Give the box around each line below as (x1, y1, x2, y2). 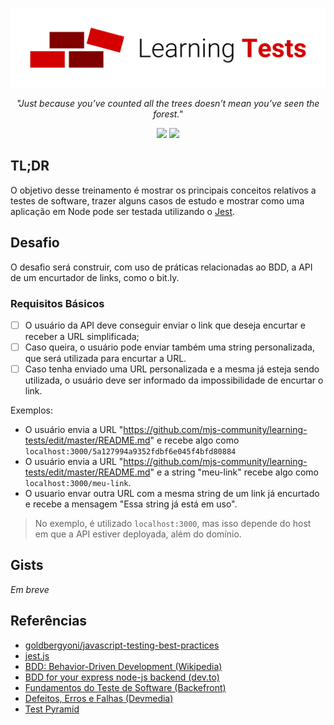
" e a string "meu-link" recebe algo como (149, 466, 319, 478)
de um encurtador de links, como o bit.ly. (10, 271, 180, 283)
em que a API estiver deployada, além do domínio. (34, 528, 242, 540)
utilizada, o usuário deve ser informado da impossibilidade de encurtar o (24, 374, 324, 387)
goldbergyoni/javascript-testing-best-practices (24, 639, 220, 651)
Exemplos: (10, 404, 53, 417)
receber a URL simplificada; (24, 330, 140, 342)
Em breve (10, 583, 50, 595)
